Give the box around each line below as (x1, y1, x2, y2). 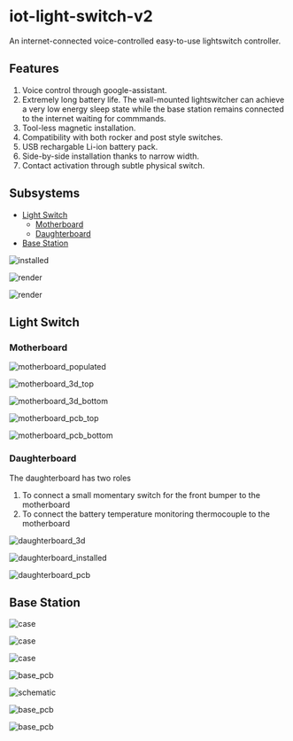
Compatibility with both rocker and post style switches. (21, 131, 223, 143)
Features (9, 61, 59, 76)
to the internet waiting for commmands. (21, 113, 166, 123)
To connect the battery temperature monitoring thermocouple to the (21, 508, 270, 519)
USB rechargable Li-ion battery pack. (21, 141, 158, 152)
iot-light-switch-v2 (9, 6, 153, 27)
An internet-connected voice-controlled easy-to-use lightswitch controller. (9, 35, 281, 46)
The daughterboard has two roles (9, 472, 131, 483)
